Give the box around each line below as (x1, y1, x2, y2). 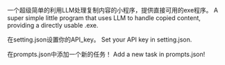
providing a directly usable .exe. (7, 21, 99, 29)
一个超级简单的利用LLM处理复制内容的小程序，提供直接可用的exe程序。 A (7, 6, 219, 14)
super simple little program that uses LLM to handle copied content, (7, 14, 201, 22)
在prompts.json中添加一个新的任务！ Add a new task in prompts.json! (7, 50, 206, 58)
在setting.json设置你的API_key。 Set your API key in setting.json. (7, 35, 192, 44)
